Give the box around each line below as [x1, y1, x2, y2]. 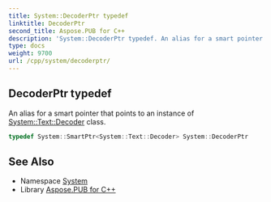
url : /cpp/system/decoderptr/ [8, 57, 111, 65]
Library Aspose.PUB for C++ [19, 185, 116, 195]
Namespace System [19, 176, 88, 186]
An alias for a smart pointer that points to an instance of [8, 108, 195, 118]
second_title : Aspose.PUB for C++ [8, 27, 126, 35]
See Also [8, 154, 54, 168]
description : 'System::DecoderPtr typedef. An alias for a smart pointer [8, 34, 264, 43]
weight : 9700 [8, 49, 53, 57]
